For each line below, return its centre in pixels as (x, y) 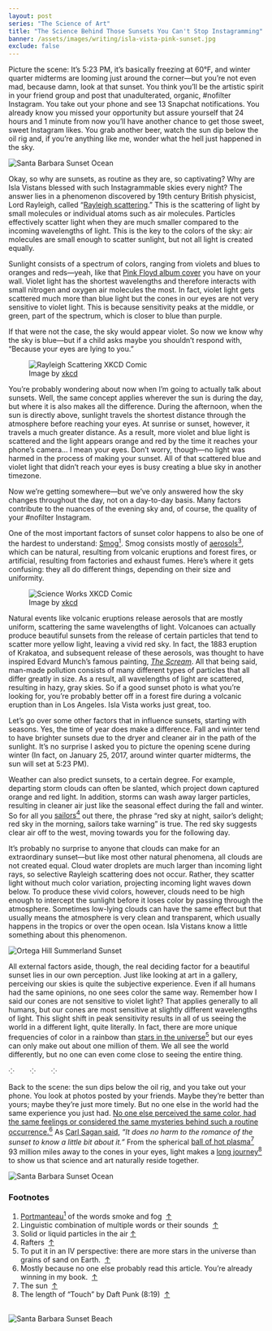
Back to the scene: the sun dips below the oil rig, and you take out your (127, 1087)
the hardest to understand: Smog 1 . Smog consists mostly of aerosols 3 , (126, 543)
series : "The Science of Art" (60, 24)
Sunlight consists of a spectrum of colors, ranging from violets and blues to (134, 264)
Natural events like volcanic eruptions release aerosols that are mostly (126, 618)
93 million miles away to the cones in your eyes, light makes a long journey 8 (135, 1151)
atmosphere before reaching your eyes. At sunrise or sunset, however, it (129, 424)
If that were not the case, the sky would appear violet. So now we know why (136, 332)
